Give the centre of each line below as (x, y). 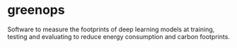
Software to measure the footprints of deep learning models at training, (111, 29)
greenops (36, 10)
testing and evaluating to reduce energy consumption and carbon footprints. (118, 36)
